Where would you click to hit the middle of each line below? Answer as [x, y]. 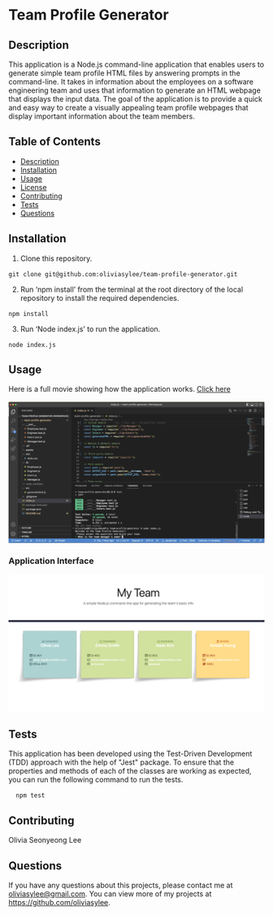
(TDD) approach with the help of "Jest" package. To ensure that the [121, 762]
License [33, 187]
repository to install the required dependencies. [100, 297]
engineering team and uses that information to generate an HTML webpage [135, 90]
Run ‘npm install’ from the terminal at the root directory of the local [132, 289]
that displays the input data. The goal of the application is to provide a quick [135, 99]
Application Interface [51, 561]
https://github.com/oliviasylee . [60, 902]
